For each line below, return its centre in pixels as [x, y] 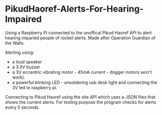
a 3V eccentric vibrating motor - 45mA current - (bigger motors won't [82, 72]
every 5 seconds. [22, 107]
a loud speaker [27, 62]
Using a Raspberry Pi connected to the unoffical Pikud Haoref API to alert [79, 33]
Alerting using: [20, 52]
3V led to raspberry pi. [35, 87]
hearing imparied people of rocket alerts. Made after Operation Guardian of [80, 38]
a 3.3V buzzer [26, 67]
